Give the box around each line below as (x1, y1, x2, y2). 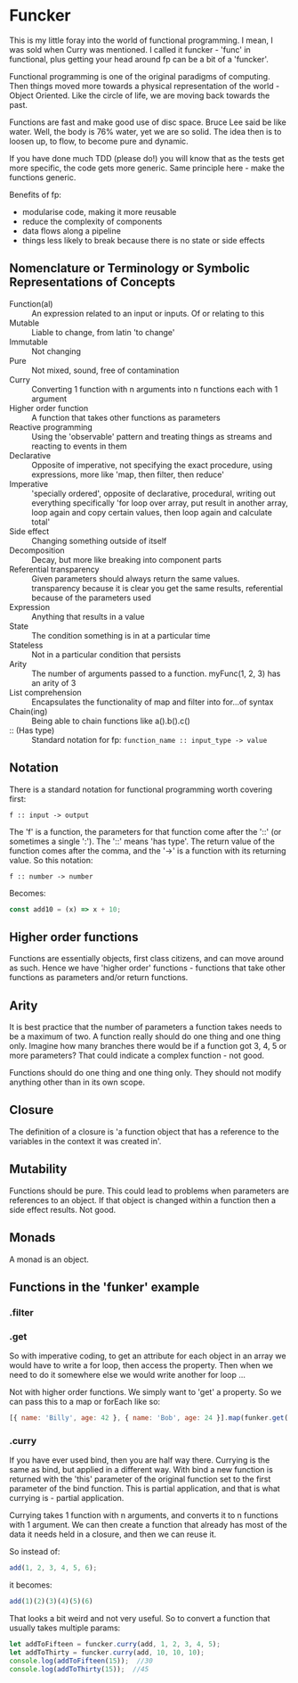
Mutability (9, 1161, 68, 1177)
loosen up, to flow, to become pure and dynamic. (9, 136, 189, 146)
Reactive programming (9, 421, 93, 433)
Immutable (9, 336, 49, 347)
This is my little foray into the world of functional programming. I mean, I (9, 35, 273, 45)
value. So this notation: (9, 854, 93, 865)
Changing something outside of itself (31, 535, 167, 546)
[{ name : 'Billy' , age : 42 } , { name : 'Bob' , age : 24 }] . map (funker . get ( (9, 1414, 289, 1423)
